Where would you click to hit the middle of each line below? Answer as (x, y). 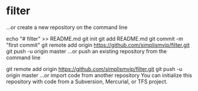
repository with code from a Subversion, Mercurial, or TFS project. (87, 82)
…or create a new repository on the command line (67, 27)
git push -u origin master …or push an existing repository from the (87, 51)
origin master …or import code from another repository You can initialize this (99, 75)
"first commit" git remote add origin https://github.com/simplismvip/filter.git (98, 45)
